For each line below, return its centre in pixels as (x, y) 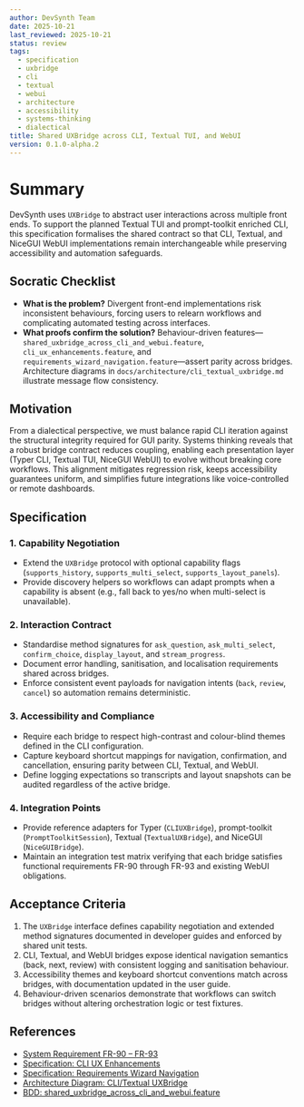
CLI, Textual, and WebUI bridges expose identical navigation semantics (155, 955)
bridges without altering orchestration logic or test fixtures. (132, 1003)
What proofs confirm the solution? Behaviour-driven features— (142, 332)
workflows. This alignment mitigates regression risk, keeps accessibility (143, 469)
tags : (20, 52)
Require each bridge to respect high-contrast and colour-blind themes (154, 736)
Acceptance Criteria (68, 904)
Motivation (41, 409)
